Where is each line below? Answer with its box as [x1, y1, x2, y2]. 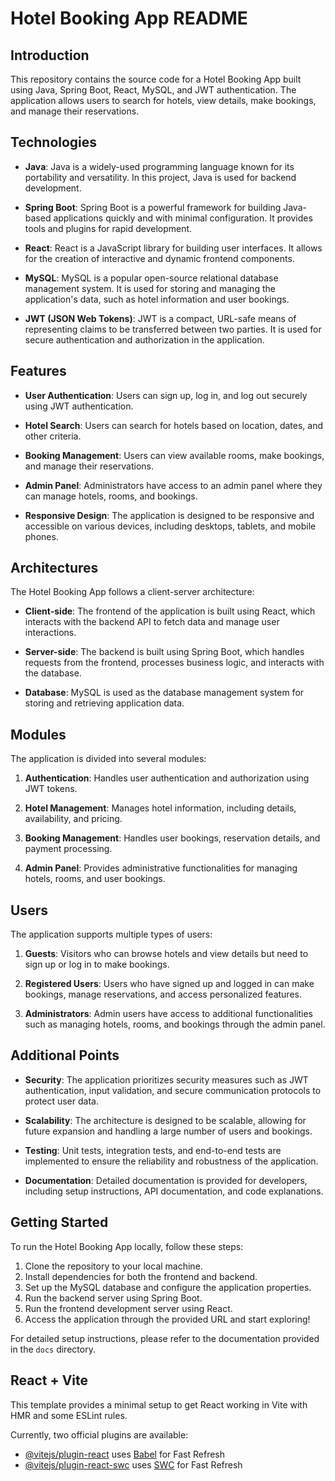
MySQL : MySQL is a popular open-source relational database [24, 272, 279, 284]
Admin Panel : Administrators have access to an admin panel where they [24, 479, 323, 491]
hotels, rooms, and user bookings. [24, 873, 166, 885]
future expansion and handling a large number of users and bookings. [24, 1125, 313, 1137]
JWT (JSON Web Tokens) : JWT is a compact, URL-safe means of [24, 312, 297, 324]
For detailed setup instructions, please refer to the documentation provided [10, 1332, 320, 1344]
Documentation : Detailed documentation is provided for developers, [24, 1174, 308, 1186]
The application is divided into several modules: [10, 753, 207, 765]
